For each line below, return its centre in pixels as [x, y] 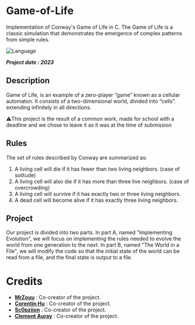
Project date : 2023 [30, 62]
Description [28, 81]
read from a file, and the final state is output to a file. [69, 258]
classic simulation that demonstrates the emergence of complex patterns [94, 33]
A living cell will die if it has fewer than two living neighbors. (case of [97, 169]
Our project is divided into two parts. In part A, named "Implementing [89, 232]
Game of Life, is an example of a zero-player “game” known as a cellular [93, 94]
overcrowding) [32, 187]
